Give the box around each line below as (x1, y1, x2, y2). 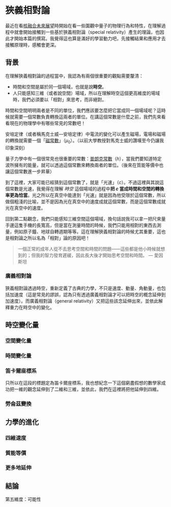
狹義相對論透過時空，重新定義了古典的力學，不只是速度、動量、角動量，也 (5, 285, 161, 291)
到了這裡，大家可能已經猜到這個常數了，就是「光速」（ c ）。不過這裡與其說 (5, 179, 160, 185)
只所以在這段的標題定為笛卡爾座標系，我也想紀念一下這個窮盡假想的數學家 (5, 380, 161, 386)
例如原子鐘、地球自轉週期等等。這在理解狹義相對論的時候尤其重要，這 (14, 228, 161, 234)
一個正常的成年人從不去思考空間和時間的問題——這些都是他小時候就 (17, 246, 161, 252)
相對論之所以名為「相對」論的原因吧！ (9, 235, 90, 241)
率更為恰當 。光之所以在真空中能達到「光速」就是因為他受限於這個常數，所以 (5, 192, 166, 198)
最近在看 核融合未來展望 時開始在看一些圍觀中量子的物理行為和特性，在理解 (5, 23, 161, 29)
